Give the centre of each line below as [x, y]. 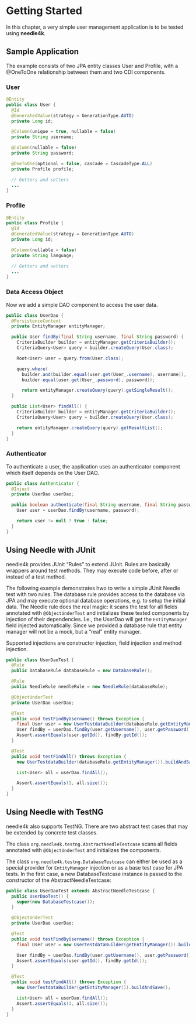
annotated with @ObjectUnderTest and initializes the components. [84, 850]
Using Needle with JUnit [51, 550]
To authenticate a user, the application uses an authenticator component [93, 466]
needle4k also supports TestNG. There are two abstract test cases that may [97, 826]
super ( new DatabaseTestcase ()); [56, 902]
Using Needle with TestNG [55, 812]
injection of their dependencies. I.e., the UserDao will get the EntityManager [97, 619]
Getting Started [44, 11]
